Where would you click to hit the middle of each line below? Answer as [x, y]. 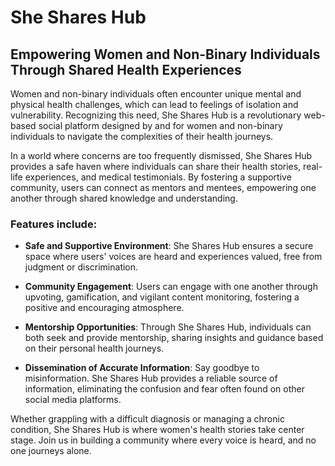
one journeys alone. [51, 451]
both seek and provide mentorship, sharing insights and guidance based [174, 338]
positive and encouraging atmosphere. [104, 308]
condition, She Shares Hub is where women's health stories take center [157, 430]
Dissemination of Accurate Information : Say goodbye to [142, 368]
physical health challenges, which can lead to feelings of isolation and [154, 104]
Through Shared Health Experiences [126, 69]
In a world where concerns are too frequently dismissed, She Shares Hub [161, 155]
